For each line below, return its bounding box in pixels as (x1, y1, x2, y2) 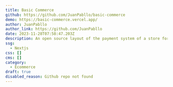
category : (5, 60, 27, 65)
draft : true (5, 70, 31, 75)
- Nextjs (10, 46, 29, 51)
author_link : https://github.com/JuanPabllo (5, 27, 102, 32)
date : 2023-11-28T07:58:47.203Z (5, 31, 75, 36)
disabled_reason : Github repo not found (5, 74, 94, 79)
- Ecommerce (10, 64, 36, 70)
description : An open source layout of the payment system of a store (5, 36, 160, 41)
